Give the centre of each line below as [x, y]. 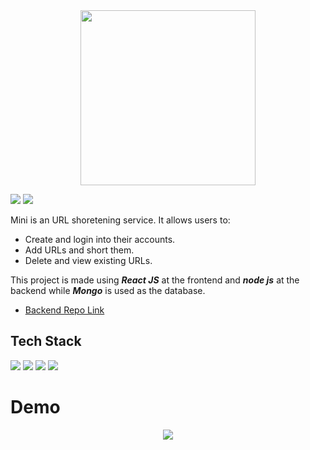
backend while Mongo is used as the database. [108, 290]
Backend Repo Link [64, 310]
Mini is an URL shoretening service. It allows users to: [120, 220]
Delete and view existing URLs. [88, 260]
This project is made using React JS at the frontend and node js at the [155, 280]
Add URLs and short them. [79, 250]
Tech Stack [46, 341]
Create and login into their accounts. [100, 239]
